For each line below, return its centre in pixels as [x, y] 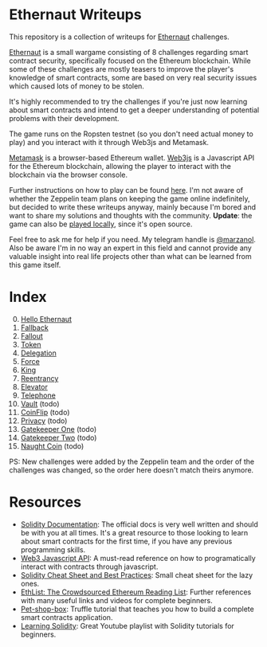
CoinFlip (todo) [45, 412]
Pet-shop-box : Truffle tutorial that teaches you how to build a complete [137, 609]
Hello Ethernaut [46, 319]
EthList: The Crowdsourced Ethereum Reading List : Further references [136, 592]
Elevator [34, 386]
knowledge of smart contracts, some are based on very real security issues [133, 77]
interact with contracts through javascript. [89, 567]
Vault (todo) [40, 403]
